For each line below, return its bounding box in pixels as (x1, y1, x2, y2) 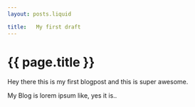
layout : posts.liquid (7, 10, 72, 18)
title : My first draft (7, 23, 81, 31)
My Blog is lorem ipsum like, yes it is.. (7, 91, 117, 100)
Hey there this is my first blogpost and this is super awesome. (7, 78, 189, 86)
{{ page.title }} (7, 54, 95, 70)
